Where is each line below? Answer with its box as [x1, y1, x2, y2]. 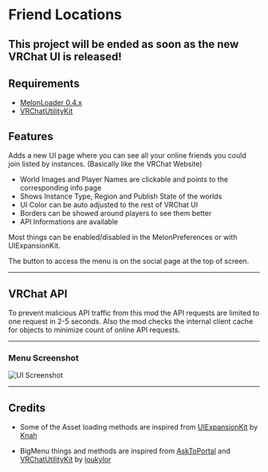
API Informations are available [19, 217, 118, 226]
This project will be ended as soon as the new [8, 37, 239, 51]
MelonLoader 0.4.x [19, 98, 82, 108]
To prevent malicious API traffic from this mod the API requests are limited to [8, 309, 260, 318]
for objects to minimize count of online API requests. [8, 325, 181, 335]
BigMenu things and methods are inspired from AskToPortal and [19, 446, 231, 456]
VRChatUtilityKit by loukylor [19, 454, 112, 464]
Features [8, 129, 53, 143]
